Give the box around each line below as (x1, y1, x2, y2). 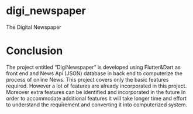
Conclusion (6, 44, 63, 58)
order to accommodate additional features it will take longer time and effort (6, 95, 187, 102)
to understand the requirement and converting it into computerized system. (6, 101, 187, 108)
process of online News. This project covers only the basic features (6, 76, 169, 83)
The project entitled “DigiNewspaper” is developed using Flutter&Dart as (6, 63, 181, 71)
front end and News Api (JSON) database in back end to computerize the (6, 69, 183, 77)
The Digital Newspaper (6, 24, 61, 31)
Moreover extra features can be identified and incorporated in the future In (6, 88, 186, 95)
